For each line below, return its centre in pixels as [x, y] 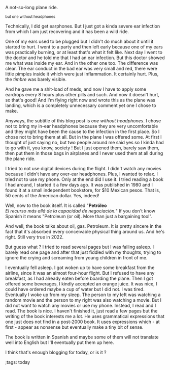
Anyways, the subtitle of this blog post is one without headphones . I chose [83, 121]
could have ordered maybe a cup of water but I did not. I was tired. [75, 289]
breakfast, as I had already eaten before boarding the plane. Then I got [79, 278]
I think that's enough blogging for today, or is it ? [56, 352]
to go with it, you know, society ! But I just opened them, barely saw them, [82, 148]
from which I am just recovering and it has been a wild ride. [67, 32]
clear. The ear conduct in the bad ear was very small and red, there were [81, 69]
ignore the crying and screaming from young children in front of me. [76, 258]
